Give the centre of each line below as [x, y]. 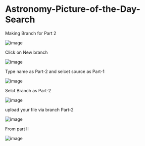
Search [20, 19]
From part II [17, 129]
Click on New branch [26, 52]
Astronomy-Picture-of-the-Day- [73, 9]
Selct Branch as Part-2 [28, 90]
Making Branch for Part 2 [31, 33]
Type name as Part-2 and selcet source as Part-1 [55, 71]
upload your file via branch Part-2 [40, 109]
